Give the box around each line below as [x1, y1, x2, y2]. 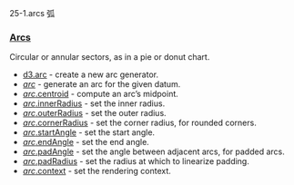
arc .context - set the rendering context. [22, 166, 171, 177]
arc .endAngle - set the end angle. [22, 137, 150, 148]
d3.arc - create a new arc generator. [22, 69, 159, 80]
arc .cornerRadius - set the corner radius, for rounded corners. [22, 117, 257, 129]
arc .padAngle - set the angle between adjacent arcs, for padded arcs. [22, 146, 285, 157]
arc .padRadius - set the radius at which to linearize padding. [22, 156, 250, 167]
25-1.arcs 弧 [9, 8, 56, 18]
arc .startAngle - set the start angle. [22, 127, 156, 138]
